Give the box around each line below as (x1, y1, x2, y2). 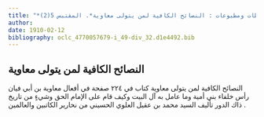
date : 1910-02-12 (8, 26, 65, 34)
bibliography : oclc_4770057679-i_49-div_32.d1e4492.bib (8, 33, 195, 42)
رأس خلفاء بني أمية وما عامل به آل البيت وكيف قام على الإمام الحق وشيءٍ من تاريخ (8, 92, 250, 101)
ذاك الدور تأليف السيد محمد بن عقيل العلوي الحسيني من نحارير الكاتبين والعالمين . (8, 100, 246, 110)
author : (8, 19, 34, 27)
